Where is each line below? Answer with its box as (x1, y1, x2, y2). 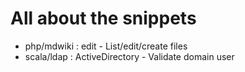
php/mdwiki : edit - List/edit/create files (24, 40, 188, 52)
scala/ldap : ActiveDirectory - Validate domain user (24, 50, 235, 62)
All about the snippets (10, 7, 197, 30)
